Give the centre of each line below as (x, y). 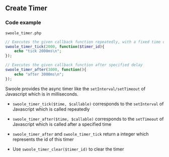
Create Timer (26, 8)
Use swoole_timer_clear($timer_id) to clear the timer (68, 149)
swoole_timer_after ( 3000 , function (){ (46, 70)
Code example (23, 23)
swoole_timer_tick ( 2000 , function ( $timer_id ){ (55, 47)
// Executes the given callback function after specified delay (74, 65)
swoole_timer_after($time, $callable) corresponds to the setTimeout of (88, 119)
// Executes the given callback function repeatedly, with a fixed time (83, 42)
